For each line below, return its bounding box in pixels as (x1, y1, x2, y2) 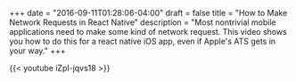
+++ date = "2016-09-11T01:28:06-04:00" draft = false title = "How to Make (9, 8, 288, 18)
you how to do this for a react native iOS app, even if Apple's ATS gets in (9, 36, 276, 46)
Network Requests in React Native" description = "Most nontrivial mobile (9, 17, 276, 28)
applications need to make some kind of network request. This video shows (9, 27, 287, 37)
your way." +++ (9, 45, 66, 56)
